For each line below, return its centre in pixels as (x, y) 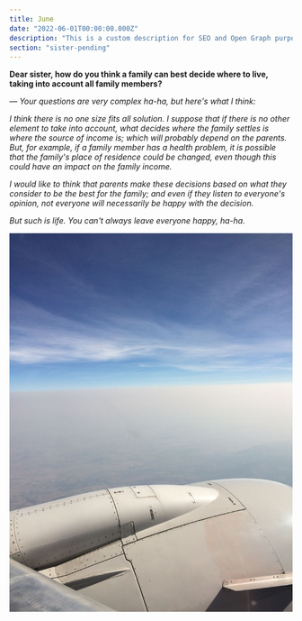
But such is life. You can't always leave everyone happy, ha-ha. (127, 221)
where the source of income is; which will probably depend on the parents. (148, 138)
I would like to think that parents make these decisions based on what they (148, 184)
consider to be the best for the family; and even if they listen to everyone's (147, 194)
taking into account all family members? (86, 84)
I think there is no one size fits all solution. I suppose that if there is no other (150, 119)
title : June (31, 19)
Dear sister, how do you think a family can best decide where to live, (139, 74)
